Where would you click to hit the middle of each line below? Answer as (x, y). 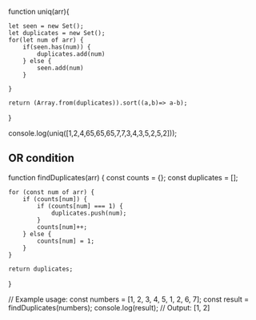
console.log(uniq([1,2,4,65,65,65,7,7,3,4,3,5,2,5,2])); (93, 133)
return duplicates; (41, 269)
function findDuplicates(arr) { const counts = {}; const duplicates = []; (123, 177)
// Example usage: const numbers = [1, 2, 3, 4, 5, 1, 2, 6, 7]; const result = (129, 299)
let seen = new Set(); (46, 26)
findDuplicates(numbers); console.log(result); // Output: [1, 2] (109, 307)
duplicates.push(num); (89, 213)
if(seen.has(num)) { (57, 47)
